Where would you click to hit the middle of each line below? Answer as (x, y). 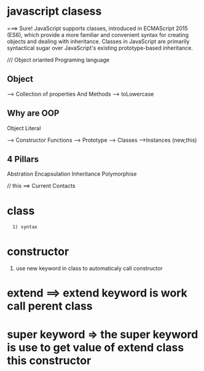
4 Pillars (23, 159)
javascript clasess (54, 11)
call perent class (50, 306)
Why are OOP (33, 113)
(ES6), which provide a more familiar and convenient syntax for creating (98, 34)
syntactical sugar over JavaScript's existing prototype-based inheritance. (100, 48)
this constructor (49, 360)
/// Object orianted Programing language (58, 60)
